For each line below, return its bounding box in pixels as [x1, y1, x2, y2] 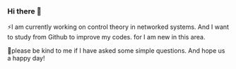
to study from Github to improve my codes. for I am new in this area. [7, 33, 206, 42]
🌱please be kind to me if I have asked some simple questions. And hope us [7, 46, 225, 55]
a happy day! [7, 54, 45, 63]
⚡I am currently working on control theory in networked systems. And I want [7, 23, 230, 31]
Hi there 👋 [7, 6, 42, 16]
